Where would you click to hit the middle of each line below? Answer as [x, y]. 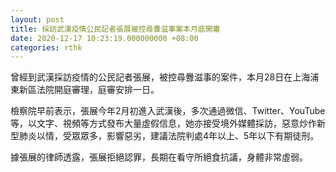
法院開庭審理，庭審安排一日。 [98, 90]
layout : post [37, 19]
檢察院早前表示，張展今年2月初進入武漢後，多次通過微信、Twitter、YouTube [168, 111]
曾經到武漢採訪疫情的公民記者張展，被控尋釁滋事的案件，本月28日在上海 [160, 77]
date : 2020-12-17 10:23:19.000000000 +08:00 [104, 38]
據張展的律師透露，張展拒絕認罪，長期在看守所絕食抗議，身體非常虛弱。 [159, 157]
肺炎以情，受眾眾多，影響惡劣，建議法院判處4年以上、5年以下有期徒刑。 [169, 136]
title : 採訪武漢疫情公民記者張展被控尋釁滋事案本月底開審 [115, 29]
